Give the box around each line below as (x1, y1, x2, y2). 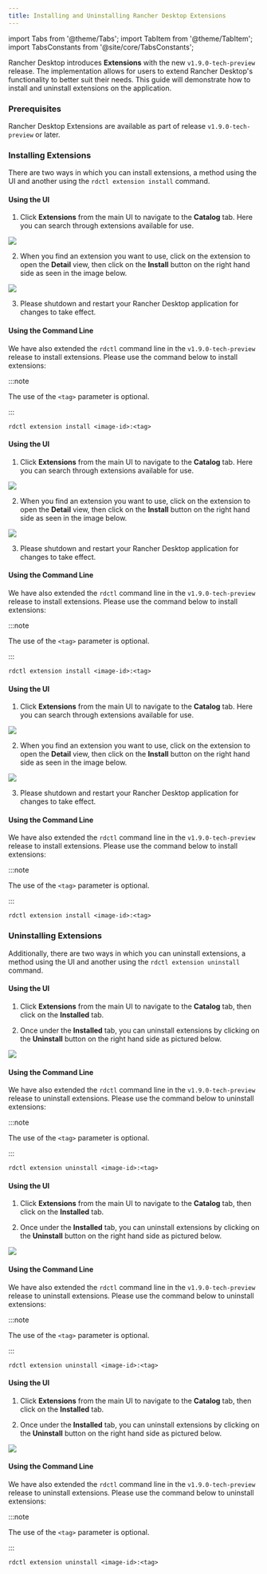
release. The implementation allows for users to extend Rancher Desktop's (8, 66, 253, 76)
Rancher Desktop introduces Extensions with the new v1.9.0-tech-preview (8, 58, 256, 67)
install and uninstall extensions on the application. (8, 83, 172, 93)
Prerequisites (8, 103, 61, 114)
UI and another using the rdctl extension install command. (8, 177, 210, 186)
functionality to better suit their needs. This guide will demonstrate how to (8, 74, 251, 84)
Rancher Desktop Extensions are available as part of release (8, 121, 206, 130)
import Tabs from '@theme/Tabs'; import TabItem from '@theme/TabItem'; (8, 34, 253, 43)
